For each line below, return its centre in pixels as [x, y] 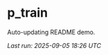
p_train [28, 13]
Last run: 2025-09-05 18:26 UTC [54, 45]
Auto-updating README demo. [51, 32]
